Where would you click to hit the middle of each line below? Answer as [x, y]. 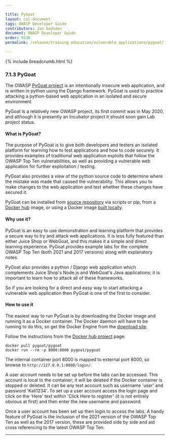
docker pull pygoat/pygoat [34, 345]
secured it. [16, 192]
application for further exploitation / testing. [51, 166]
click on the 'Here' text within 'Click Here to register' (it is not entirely [77, 396]
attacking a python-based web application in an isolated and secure [76, 96]
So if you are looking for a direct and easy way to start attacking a [74, 288]
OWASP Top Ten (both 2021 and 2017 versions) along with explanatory [79, 252]
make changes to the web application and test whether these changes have [84, 187]
